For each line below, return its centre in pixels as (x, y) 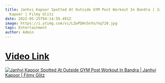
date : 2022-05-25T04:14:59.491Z (38, 19)
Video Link (27, 56)
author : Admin (20, 32)
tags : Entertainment (26, 28)
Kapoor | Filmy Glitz (32, 14)
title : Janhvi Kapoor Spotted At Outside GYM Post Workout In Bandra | (80, 10)
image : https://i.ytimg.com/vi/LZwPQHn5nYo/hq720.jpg (61, 23)
